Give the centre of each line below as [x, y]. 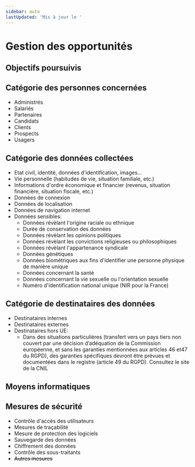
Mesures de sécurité [44, 407]
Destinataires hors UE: [41, 330]
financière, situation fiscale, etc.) [53, 191]
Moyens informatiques [48, 387]
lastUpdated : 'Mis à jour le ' [44, 17]
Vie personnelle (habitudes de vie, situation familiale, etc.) [84, 179]
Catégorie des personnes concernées [76, 88]
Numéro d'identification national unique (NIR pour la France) [95, 285]
